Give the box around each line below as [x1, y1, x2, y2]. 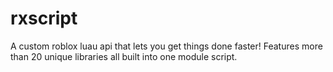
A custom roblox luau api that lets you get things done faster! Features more [10, 40, 323, 52]
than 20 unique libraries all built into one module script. [10, 50, 238, 62]
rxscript [10, 7, 78, 30]
